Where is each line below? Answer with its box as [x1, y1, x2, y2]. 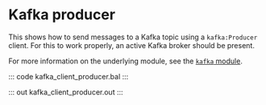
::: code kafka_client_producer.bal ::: [8, 71, 129, 81]
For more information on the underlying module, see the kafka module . [8, 56, 243, 66]
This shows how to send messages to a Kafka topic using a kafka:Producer [8, 32, 258, 42]
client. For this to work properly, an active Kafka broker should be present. [8, 40, 256, 50]
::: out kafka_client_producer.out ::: [8, 87, 123, 97]
